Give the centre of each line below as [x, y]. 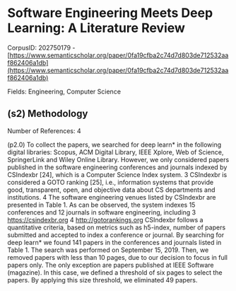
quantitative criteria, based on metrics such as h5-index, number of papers [117, 227]
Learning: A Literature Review [96, 28]
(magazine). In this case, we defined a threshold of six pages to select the [115, 272]
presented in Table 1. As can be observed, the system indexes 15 [101, 205]
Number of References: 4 [44, 131]
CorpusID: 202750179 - [41, 47]
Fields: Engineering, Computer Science [64, 91]
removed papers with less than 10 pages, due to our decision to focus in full [118, 257]
